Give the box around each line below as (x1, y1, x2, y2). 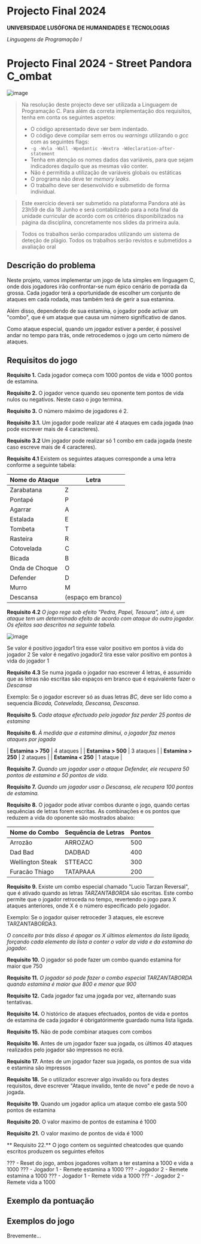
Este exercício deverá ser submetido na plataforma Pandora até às (21, 199, 186, 206)
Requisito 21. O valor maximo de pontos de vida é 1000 (7, 1129, 144, 1137)
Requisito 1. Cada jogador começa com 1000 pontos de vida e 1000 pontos (7, 371, 193, 379)
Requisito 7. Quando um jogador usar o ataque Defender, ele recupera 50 (7, 765, 190, 772)
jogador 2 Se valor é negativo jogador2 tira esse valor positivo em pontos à (7, 651, 192, 658)
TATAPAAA (64, 867, 96, 876)
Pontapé (10, 495, 33, 503)
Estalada (10, 515, 34, 523)
